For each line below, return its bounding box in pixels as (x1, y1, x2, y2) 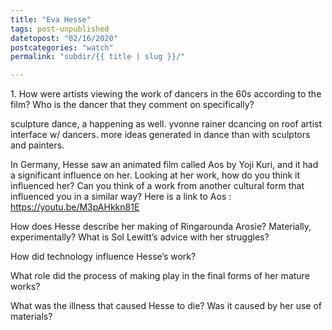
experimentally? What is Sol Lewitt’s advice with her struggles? (10, 231, 270, 243)
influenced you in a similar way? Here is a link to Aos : (10, 191, 232, 203)
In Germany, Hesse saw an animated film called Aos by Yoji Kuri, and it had (10, 159, 319, 171)
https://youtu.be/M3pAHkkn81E (10, 201, 140, 213)
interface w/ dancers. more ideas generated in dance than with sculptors (10, 129, 311, 141)
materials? (10, 311, 53, 323)
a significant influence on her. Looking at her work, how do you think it (10, 169, 301, 181)
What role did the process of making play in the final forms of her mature (10, 270, 310, 282)
